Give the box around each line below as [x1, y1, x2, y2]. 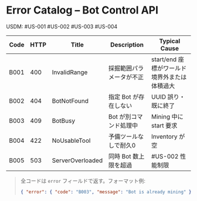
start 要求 [151, 121, 178, 129]
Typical [159, 36, 181, 45]
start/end [151, 55, 177, 63]
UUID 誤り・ [151, 92, 186, 101]
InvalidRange [52, 68, 88, 76]
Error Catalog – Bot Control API [6, 4, 159, 17]
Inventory [151, 132, 178, 140]
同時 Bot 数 [108, 152, 139, 160]
